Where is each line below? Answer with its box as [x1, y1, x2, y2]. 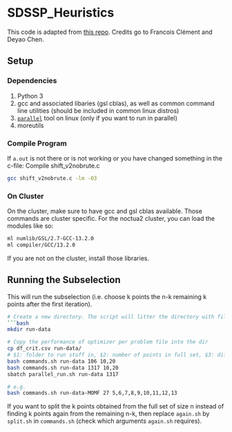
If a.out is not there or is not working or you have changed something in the [7, 154, 223, 162]
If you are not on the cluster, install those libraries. [7, 254, 150, 262]
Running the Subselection [7, 274, 121, 286]
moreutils [17, 121, 44, 129]
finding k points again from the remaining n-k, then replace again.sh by [7, 410, 210, 418]
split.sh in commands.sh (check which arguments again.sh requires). [7, 417, 202, 425]
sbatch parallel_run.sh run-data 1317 [7, 370, 119, 378]
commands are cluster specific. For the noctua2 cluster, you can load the [7, 215, 215, 223]
